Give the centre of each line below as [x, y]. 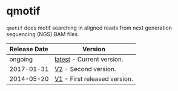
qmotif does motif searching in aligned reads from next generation [89, 28]
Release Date [29, 49]
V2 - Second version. [85, 69]
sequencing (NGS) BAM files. [43, 34]
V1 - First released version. [94, 78]
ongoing [21, 59]
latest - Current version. [89, 59]
